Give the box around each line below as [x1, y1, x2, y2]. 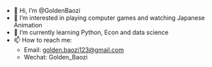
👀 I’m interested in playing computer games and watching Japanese [13, 14, 205, 22]
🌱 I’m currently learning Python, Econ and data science [13, 28, 169, 36]
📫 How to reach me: [13, 36, 72, 44]
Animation [13, 21, 42, 29]
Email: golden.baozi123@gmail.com [23, 46, 124, 54]
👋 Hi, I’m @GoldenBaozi [13, 7, 81, 14]
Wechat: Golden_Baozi [23, 53, 88, 61]
